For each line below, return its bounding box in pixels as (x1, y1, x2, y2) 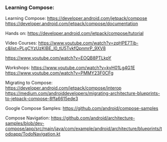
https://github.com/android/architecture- (51, 115, 135, 121)
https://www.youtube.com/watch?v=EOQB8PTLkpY (5, 55, 112, 61)
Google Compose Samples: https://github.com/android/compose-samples (5, 105, 158, 111)
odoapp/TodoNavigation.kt (5, 131, 61, 137)
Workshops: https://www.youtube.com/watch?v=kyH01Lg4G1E (5, 64, 135, 71)
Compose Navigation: (5, 115, 50, 121)
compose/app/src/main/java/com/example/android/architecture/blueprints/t (5, 125, 162, 131)
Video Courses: (5, 40, 38, 46)
